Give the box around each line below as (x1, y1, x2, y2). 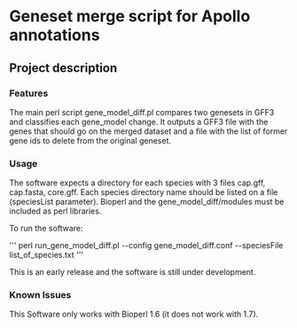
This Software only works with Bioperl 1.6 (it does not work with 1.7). (9, 308, 259, 320)
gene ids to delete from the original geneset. (9, 135, 171, 145)
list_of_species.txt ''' (9, 250, 84, 261)
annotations (9, 25, 100, 45)
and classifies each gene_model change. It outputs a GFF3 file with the (9, 116, 269, 127)
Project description (9, 60, 118, 75)
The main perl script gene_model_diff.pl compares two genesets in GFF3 (9, 106, 275, 117)
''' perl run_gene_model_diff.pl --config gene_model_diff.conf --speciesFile (9, 240, 284, 251)
